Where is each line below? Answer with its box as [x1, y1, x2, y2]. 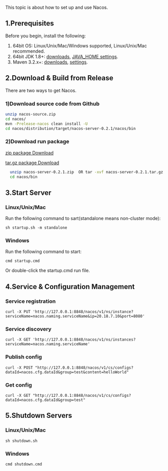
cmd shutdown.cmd [5, 462, 42, 467]
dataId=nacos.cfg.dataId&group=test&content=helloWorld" [5, 369, 129, 375]
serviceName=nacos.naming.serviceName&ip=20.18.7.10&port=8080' [5, 314, 145, 319]
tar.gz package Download [5, 160, 60, 166]
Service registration [5, 298, 56, 305]
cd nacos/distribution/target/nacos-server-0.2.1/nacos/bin [5, 126, 136, 131]
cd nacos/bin [10, 174, 38, 180]
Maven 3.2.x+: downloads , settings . [12, 59, 88, 65]
